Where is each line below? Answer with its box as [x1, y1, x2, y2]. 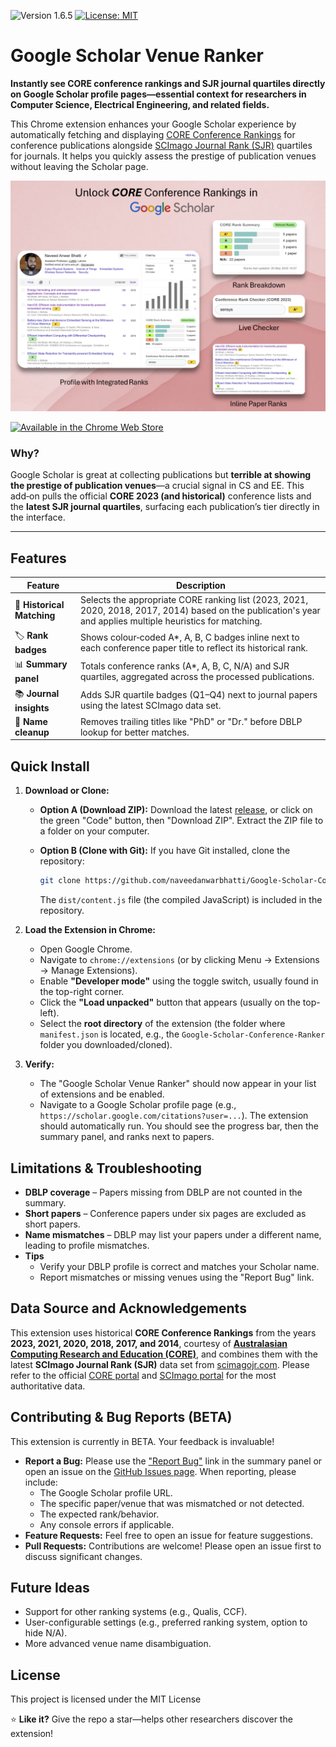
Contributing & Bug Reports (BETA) [10, 1409, 233, 1426]
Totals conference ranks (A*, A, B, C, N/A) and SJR [79, 660, 290, 672]
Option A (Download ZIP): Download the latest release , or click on [39, 804, 313, 816]
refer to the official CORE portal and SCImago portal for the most [10, 1369, 277, 1381]
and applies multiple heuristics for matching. [79, 615, 263, 627]
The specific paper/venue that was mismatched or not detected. [39, 1497, 305, 1509]
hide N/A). [24, 1627, 68, 1639]
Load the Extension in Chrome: [24, 924, 156, 936]
